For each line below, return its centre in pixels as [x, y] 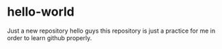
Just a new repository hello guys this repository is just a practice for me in [111, 31]
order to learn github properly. [50, 37]
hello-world [41, 12]
